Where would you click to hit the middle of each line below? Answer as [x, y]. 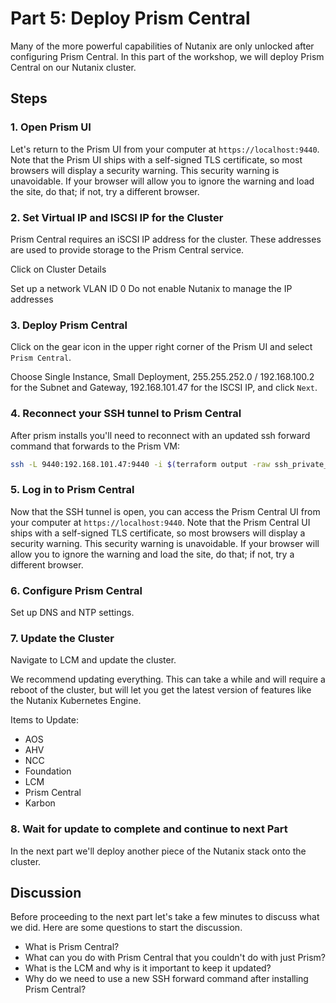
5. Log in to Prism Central [72, 490]
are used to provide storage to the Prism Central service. [127, 249]
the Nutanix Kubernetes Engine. [76, 701]
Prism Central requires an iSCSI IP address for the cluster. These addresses [166, 239]
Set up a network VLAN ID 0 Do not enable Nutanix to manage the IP [151, 288]
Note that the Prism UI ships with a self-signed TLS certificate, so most [156, 159]
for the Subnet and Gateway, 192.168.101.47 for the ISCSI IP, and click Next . [164, 388]
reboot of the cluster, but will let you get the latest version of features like [161, 690]
